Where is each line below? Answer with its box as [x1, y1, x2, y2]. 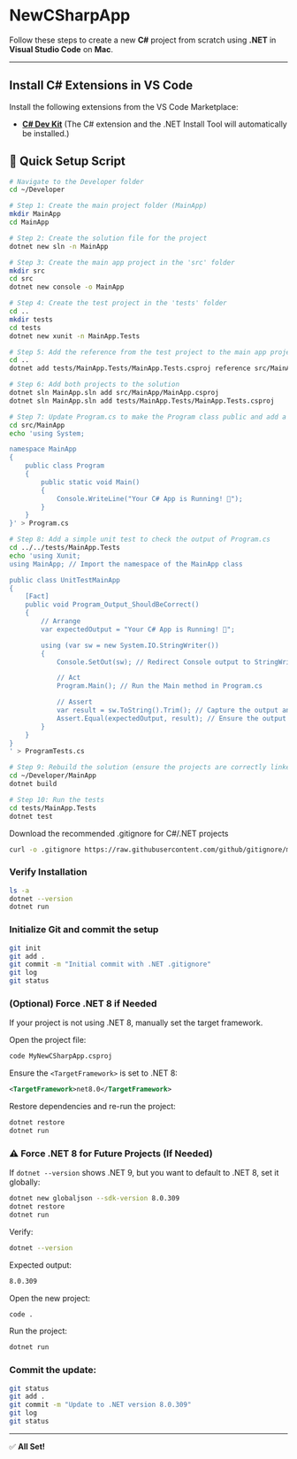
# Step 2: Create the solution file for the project [9, 234, 208, 243]
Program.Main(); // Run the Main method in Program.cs [56, 682, 263, 691]
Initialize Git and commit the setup [9, 923, 159, 936]
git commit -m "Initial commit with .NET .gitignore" [9, 960, 212, 969]
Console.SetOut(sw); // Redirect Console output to [56, 657, 251, 667]
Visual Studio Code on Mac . [9, 43, 113, 54]
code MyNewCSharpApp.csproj [9, 1052, 113, 1061]
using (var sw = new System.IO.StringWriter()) [41, 641, 219, 650]
